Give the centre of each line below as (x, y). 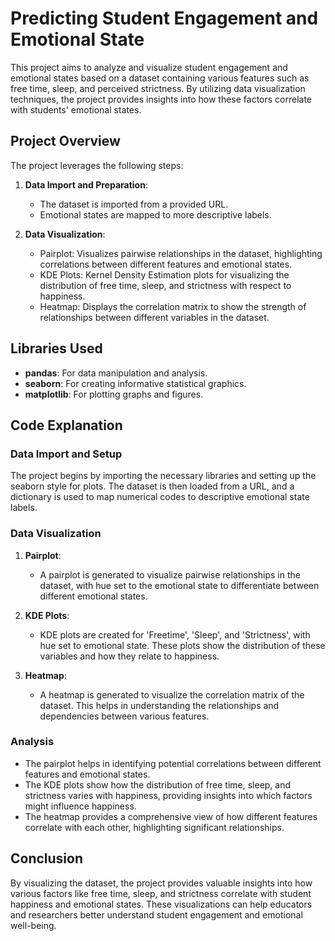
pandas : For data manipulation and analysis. (116, 373)
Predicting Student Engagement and (164, 18)
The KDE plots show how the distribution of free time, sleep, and (158, 784)
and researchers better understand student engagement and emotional (156, 914)
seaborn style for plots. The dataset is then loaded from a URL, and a (152, 486)
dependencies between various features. (124, 716)
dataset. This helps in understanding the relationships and (159, 705)
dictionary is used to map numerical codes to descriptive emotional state (160, 497)
